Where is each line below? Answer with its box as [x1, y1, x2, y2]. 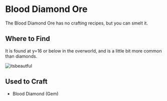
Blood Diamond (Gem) [12, 90, 59, 96]
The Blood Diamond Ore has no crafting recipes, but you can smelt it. [5, 20, 148, 26]
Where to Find [5, 34, 50, 43]
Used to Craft [5, 77, 48, 86]
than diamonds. [5, 53, 38, 59]
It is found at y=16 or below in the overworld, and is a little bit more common [5, 47, 162, 53]
